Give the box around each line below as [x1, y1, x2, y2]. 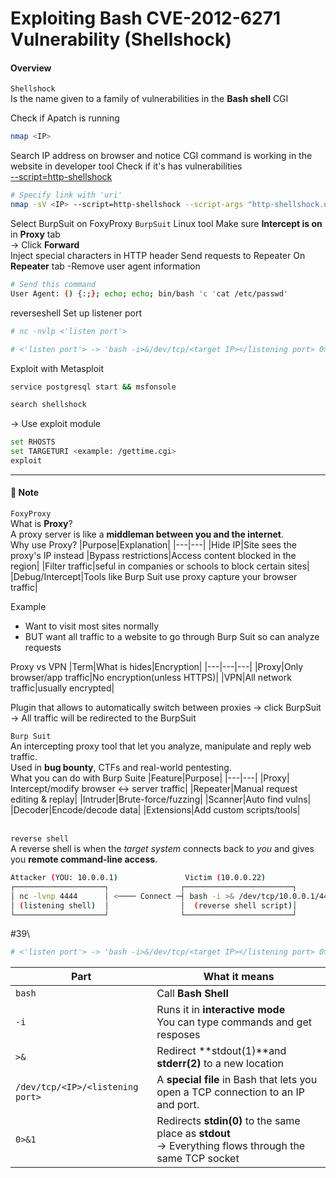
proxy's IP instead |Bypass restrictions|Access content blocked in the [10, 550, 297, 562]
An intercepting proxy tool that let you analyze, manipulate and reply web [10, 740, 312, 752]
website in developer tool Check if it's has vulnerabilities [10, 160, 243, 172]
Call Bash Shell [156, 987, 229, 1001]
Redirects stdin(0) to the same [156, 1114, 301, 1128]
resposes [156, 1028, 201, 1042]
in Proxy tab [10, 228, 61, 241]
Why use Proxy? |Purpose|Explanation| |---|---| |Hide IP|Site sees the [10, 539, 297, 551]
